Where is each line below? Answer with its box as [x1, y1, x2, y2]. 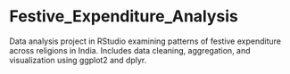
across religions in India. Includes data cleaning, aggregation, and [9, 45, 252, 55]
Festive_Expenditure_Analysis [9, 6, 239, 27]
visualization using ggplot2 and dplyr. [9, 54, 147, 65]
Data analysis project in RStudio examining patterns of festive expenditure [9, 36, 281, 46]
